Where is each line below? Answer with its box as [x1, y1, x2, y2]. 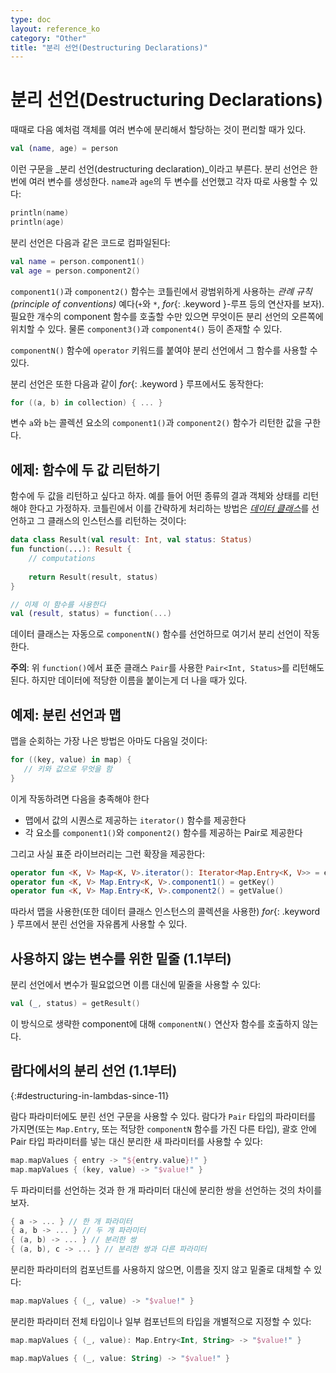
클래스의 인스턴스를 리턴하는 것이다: [47, 515, 187, 527]
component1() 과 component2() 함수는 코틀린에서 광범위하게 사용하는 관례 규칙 [10, 285, 313, 297]
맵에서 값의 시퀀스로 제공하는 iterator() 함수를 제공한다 [24, 814, 247, 826]
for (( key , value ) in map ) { [10, 755, 132, 765]
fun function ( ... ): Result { [10, 544, 132, 555]
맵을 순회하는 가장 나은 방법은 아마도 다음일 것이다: [10, 735, 208, 747]
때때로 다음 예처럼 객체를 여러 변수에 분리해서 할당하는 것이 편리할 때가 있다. [10, 124, 307, 136]
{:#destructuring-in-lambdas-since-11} [10, 1089, 170, 1101]
